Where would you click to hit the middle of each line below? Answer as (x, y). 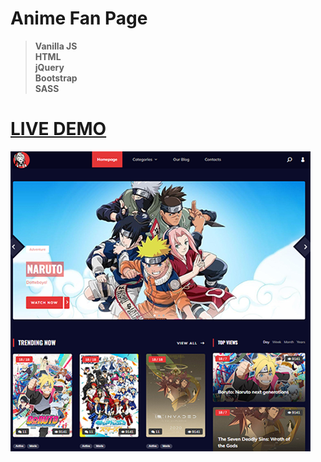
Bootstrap (56, 78)
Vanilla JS (56, 46)
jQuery (49, 67)
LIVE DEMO (58, 129)
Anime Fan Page (79, 18)
